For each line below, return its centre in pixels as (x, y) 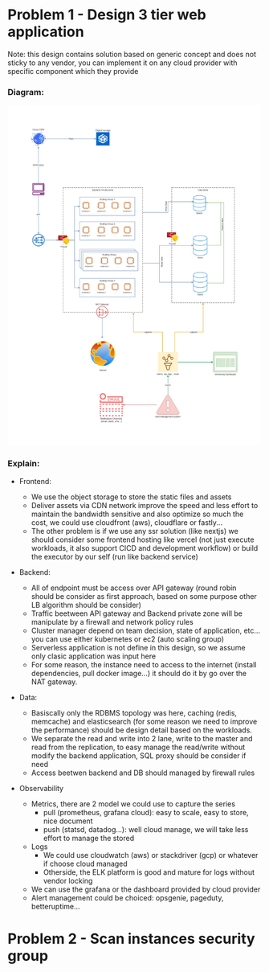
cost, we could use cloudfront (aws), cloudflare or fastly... (126, 522)
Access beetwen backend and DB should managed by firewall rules (143, 773)
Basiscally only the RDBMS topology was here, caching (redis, (134, 712)
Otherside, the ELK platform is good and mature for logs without (149, 872)
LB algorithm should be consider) (86, 605)
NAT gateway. (54, 682)
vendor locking (68, 880)
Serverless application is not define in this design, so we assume (138, 647)
